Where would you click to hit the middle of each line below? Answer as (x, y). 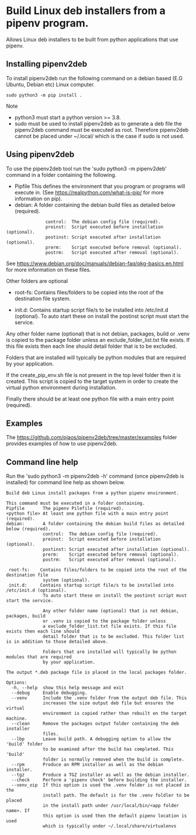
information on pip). (38, 199)
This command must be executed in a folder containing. (75, 504)
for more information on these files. (49, 269)
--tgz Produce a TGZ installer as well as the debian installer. (101, 775)
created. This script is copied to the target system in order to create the (92, 381)
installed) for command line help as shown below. (66, 482)
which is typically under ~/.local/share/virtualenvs (110, 826)
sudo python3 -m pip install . (44, 95)
